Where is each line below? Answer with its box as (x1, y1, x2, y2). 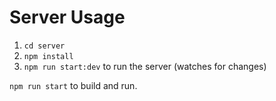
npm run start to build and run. (9, 79, 138, 91)
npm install (23, 51, 74, 61)
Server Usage (9, 6, 126, 29)
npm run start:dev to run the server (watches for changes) (23, 60, 267, 72)
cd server (23, 41, 66, 51)
